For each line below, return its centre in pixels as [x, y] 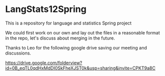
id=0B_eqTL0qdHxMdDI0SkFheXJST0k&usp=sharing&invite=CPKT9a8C [80, 68]
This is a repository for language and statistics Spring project [68, 23]
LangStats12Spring [46, 9]
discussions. [18, 53]
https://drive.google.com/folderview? [44, 62]
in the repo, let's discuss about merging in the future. [60, 38]
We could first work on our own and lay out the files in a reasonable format [82, 32]
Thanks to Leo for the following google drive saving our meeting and [76, 47]
